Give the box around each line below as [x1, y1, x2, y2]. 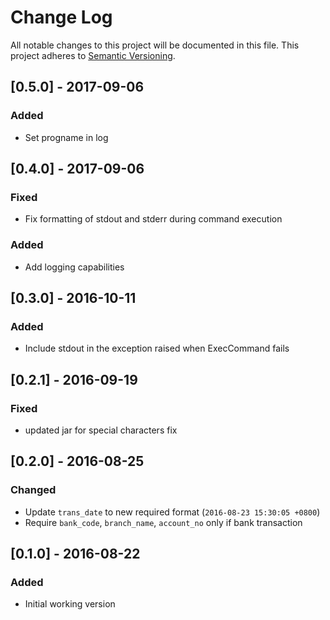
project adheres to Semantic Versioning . [10, 49, 176, 61]
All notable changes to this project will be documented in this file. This [10, 39, 300, 51]
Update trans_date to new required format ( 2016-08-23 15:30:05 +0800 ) [24, 506, 321, 518]
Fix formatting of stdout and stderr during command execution [24, 213, 283, 225]
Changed [10, 483, 57, 497]
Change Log [10, 6, 113, 29]
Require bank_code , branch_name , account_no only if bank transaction [24, 516, 303, 528]
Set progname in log [24, 131, 109, 143]
